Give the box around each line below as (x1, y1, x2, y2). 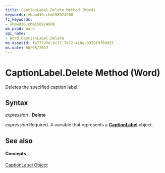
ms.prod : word (5, 26, 35, 31)
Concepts (5, 151, 26, 157)
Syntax (5, 98, 28, 107)
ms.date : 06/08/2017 (5, 45, 49, 50)
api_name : (5, 31, 26, 36)
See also (5, 136, 33, 145)
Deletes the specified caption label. (5, 84, 79, 90)
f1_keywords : (5, 17, 33, 22)
